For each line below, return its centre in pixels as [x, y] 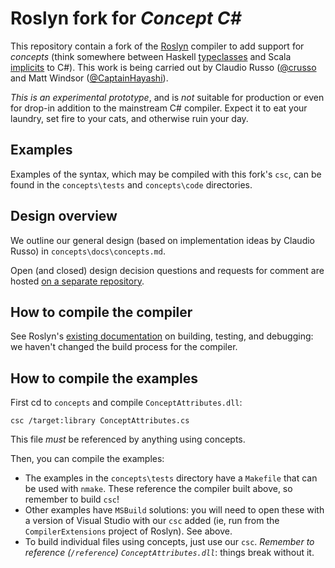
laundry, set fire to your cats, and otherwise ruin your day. [129, 118]
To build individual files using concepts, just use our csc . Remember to [169, 542]
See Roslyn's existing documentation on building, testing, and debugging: [162, 336]
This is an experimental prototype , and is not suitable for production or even [167, 97]
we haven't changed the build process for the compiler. [124, 347]
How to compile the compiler [101, 312]
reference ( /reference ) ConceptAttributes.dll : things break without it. [169, 553]
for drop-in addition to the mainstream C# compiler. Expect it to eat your [159, 108]
